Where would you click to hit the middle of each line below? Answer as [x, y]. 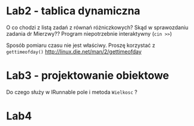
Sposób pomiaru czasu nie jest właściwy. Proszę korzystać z [81, 45]
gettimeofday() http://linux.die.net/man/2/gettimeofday [74, 51]
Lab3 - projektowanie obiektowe [88, 76]
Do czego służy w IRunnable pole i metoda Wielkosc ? [72, 92]
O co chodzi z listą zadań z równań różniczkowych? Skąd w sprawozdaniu [97, 27]
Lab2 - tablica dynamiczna [73, 11]
